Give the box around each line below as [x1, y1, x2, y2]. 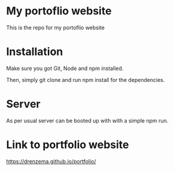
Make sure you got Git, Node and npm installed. [6, 65, 124, 72]
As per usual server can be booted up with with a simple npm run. [6, 117, 169, 124]
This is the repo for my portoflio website [6, 24, 105, 31]
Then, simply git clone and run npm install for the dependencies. [6, 76, 166, 83]
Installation [6, 45, 63, 59]
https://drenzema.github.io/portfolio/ [6, 157, 97, 165]
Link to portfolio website [6, 138, 130, 151]
